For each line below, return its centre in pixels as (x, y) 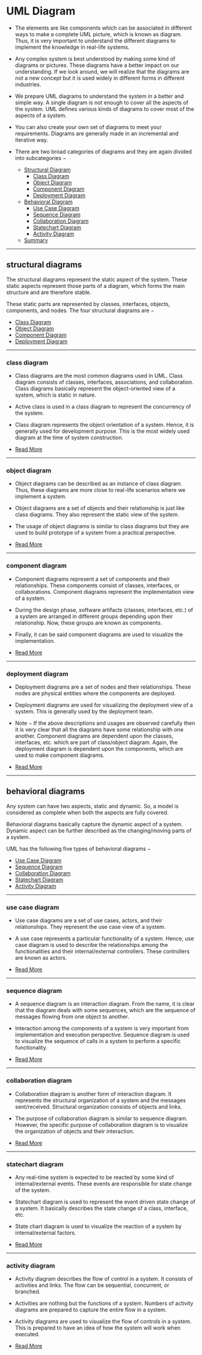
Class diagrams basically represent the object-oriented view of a (95, 389)
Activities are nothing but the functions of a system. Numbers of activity (104, 1303)
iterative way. (31, 139)
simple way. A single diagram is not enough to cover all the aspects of (102, 102)
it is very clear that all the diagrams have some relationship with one (99, 729)
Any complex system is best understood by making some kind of (95, 59)
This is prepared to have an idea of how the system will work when (98, 1328)
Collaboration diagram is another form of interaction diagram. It (93, 1094)
